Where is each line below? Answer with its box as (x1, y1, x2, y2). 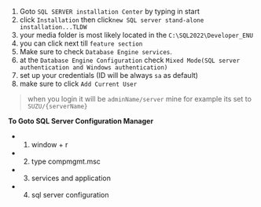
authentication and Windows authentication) (19, 64, 168, 72)
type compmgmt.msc (31, 157, 101, 166)
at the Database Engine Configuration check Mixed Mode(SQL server (19, 55, 241, 65)
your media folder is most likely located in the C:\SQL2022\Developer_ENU (19, 31, 254, 39)
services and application (31, 173, 112, 183)
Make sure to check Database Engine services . (19, 47, 173, 56)
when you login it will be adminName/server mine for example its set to (27, 94, 252, 103)
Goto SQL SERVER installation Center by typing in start (19, 7, 200, 16)
